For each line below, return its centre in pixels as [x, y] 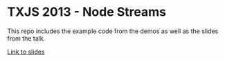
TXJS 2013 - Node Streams [87, 12]
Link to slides [26, 52]
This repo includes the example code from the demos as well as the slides [113, 31]
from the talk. [26, 38]
